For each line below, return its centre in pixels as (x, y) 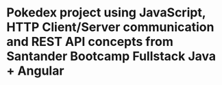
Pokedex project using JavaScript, (106, 13)
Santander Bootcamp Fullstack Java (111, 57)
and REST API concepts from (90, 42)
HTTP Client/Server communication (110, 27)
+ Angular (35, 71)
